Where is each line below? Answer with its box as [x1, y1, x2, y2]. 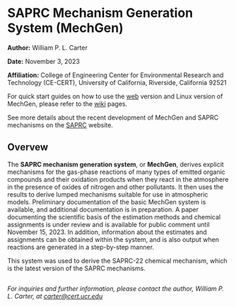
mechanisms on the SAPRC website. [7, 120, 113, 129]
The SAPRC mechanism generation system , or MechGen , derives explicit [7, 160, 224, 168]
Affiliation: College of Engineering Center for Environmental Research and [7, 71, 224, 79]
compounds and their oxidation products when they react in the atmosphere [7, 175, 229, 183]
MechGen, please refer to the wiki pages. [7, 99, 128, 108]
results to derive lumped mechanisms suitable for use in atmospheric [7, 190, 208, 199]
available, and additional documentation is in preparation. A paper [7, 205, 199, 214]
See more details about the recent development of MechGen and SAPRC [7, 113, 219, 122]
